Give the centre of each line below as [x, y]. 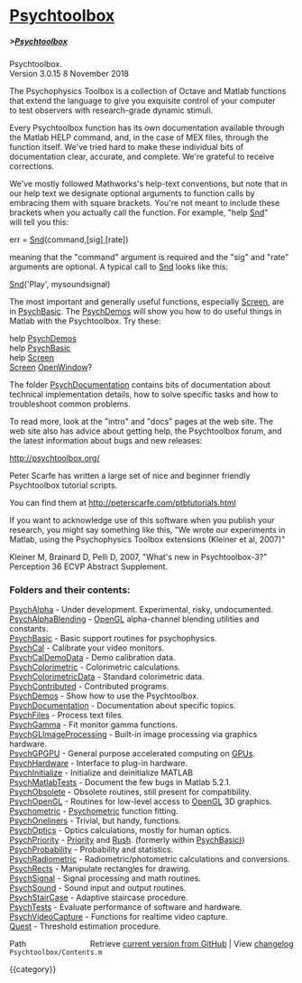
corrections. [32, 166]
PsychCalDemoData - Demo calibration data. [92, 658]
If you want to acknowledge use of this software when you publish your [142, 520]
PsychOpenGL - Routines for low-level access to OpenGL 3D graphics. [141, 801]
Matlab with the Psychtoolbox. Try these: [85, 321]
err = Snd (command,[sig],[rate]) [69, 239]
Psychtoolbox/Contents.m [56, 953]
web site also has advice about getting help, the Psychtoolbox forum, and [146, 431]
